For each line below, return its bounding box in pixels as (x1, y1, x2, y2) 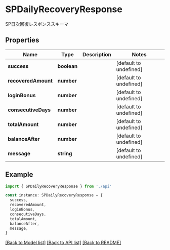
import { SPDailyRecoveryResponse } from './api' (5, 184, 112, 189)
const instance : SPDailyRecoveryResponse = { (5, 193, 103, 198)
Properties (5, 36, 39, 45)
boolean (57, 62, 78, 69)
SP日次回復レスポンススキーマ (5, 21, 69, 27)
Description (82, 51, 111, 58)
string (57, 150, 72, 157)
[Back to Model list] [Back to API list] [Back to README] (5, 239, 121, 246)
